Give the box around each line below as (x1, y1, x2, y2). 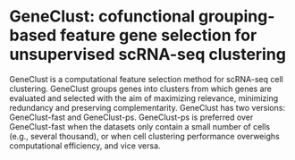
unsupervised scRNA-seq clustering (9, 45, 286, 64)
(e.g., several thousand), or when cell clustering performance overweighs (9, 131, 280, 141)
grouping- (198, 6, 275, 27)
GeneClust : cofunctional (9, 6, 195, 27)
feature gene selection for (59, 25, 257, 46)
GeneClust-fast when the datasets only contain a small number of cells (9, 121, 271, 131)
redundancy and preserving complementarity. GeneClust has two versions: (9, 102, 286, 113)
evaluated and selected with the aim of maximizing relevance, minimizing (9, 92, 279, 104)
